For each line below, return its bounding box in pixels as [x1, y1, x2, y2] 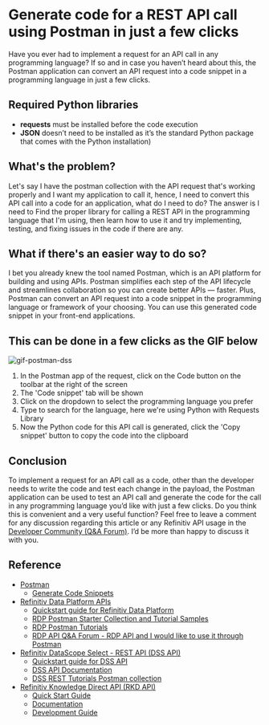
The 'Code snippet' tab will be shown [19, 388, 144, 398]
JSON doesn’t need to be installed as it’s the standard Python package [19, 128, 255, 137]
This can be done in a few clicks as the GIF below [8, 334, 259, 348]
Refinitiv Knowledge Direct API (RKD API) [19, 682, 157, 691]
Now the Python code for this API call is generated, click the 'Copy [19, 422, 241, 432]
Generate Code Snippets [31, 588, 114, 597]
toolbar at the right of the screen [19, 380, 128, 389]
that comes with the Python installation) [19, 136, 152, 146]
